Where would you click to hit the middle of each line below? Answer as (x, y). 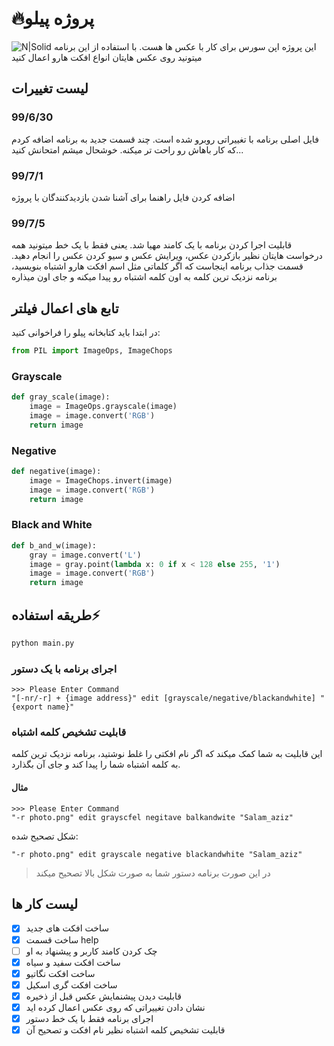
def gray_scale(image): (61, 397)
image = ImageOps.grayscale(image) (103, 407)
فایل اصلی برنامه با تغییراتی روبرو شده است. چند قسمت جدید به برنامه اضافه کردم (165, 139)
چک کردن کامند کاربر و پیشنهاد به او (91, 951)
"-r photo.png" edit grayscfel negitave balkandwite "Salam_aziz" (152, 817)
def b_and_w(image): (54, 545)
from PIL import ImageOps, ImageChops (92, 351)
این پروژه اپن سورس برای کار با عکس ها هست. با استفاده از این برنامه (185, 46)
